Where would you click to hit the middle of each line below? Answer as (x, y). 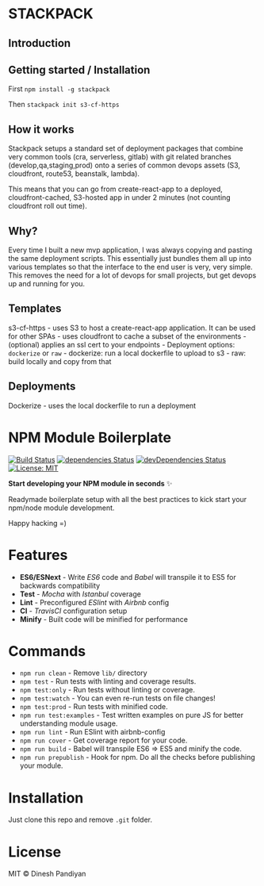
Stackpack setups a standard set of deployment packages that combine (126, 148)
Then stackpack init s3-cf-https (64, 105)
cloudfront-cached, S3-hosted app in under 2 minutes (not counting (120, 198)
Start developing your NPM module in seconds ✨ (90, 483)
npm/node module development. (61, 508)
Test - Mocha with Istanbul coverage (80, 594)
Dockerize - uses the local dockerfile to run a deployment (102, 405)
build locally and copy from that (60, 361)
